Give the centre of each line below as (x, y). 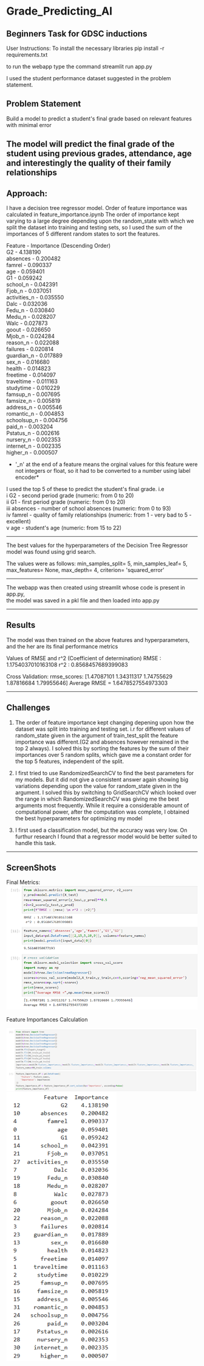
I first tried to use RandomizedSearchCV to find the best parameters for (104, 773)
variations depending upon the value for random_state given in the (98, 786)
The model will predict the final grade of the (90, 144)
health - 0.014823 (29, 369)
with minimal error (29, 125)
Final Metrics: (23, 882)
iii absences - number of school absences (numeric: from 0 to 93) (89, 509)
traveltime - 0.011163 (32, 382)
